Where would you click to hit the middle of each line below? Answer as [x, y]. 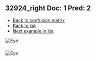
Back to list [24, 25]
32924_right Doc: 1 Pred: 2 [48, 8]
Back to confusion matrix [38, 20]
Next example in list [33, 31]
